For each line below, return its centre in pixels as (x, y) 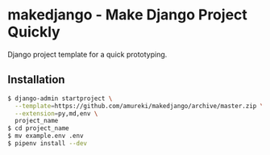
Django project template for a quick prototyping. (87, 54)
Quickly (34, 32)
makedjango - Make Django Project (127, 15)
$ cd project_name (38, 128)
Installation (36, 80)
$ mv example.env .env (46, 136)
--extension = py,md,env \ (56, 113)
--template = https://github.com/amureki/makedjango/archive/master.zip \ (139, 106)
